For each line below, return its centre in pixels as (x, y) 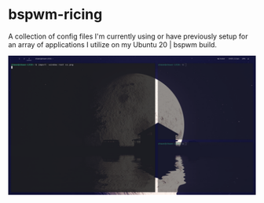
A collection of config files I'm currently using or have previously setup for (128, 36)
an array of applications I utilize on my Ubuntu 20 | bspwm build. (113, 44)
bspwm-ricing (55, 15)
